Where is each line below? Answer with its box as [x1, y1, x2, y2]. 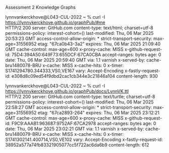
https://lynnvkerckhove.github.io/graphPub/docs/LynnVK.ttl [5, 88, 129, 94]
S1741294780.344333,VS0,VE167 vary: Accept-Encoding [5, 68, 124, 74]
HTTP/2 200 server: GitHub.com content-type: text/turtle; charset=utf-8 [5, 93, 155, 99]
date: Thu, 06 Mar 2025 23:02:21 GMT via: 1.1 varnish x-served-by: [5, 126, 145, 132]
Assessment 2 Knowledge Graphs [5, 5, 76, 10]
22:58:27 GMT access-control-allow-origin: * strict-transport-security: [5, 105, 152, 110]
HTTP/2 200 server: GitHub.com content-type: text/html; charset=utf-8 [5, 25, 153, 31]
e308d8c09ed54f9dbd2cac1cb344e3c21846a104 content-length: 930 [11, 73, 158, 79]
